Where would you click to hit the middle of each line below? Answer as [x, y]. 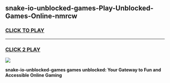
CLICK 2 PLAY [23, 49]
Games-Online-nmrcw [41, 16]
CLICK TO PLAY [25, 31]
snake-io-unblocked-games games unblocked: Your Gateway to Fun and [83, 69]
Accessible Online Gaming [34, 75]
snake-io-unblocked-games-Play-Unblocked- [79, 8]
